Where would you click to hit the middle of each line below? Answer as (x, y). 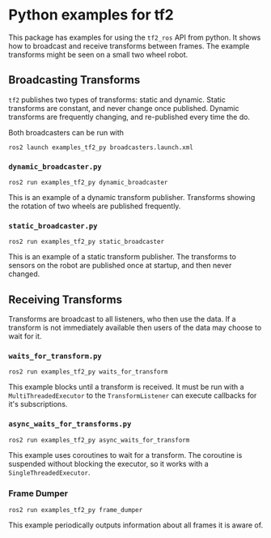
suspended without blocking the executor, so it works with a (108, 463)
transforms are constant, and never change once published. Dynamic (124, 108)
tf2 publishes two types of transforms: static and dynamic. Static (117, 100)
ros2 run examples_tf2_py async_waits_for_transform (99, 440)
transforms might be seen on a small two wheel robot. (98, 54)
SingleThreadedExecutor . (49, 472)
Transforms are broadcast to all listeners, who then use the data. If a (122, 319)
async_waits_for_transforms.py (70, 424)
